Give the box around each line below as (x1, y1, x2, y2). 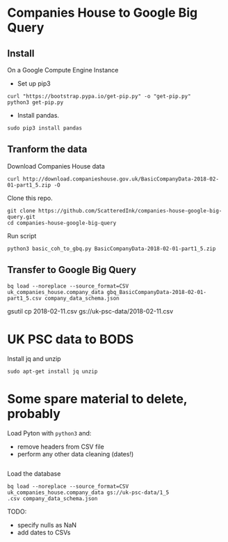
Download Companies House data (7, 162, 106, 170)
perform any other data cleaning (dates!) (17, 449, 134, 458)
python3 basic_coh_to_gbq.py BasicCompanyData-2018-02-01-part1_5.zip (7, 245, 216, 252)
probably (7, 405, 61, 421)
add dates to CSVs (17, 528, 71, 536)
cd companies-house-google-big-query (7, 219, 117, 226)
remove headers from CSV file (17, 442, 104, 451)
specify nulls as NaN (17, 520, 77, 529)
